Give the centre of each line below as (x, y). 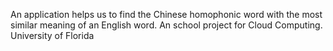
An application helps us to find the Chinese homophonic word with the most (166, 14)
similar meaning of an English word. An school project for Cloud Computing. (166, 25)
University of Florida (52, 35)
